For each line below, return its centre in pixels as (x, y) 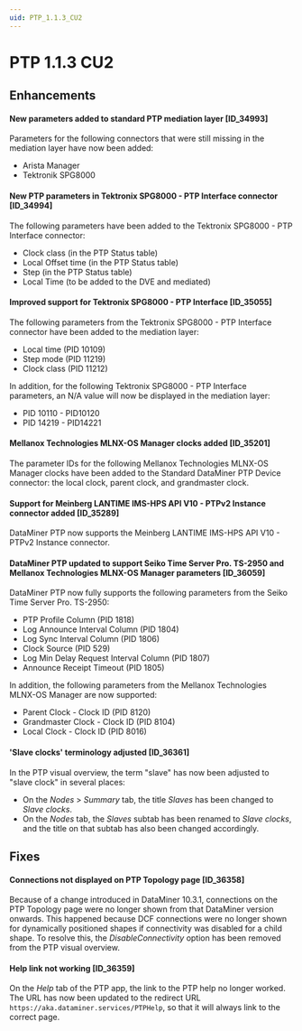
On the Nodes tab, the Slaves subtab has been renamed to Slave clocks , (157, 819)
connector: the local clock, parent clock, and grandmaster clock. (129, 483)
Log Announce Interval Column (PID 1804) (101, 629)
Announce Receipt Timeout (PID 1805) (93, 668)
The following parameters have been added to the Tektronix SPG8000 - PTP (151, 226)
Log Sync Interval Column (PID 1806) (91, 639)
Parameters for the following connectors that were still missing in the (137, 139)
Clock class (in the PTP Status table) (90, 253)
